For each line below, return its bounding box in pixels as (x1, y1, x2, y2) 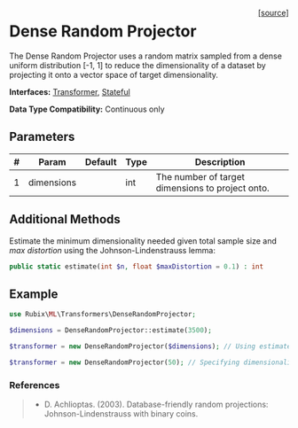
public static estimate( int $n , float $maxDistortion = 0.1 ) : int (9, 261, 264, 271)
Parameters (9, 129, 75, 144)
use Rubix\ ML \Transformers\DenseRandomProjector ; (9, 310, 197, 319)
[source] (257, 8, 289, 18)
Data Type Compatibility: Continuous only (9, 104, 166, 114)
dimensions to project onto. (155, 182, 271, 194)
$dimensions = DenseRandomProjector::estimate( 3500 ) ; (9, 326, 213, 335)
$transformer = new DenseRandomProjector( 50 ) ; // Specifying (9, 358, 240, 367)
